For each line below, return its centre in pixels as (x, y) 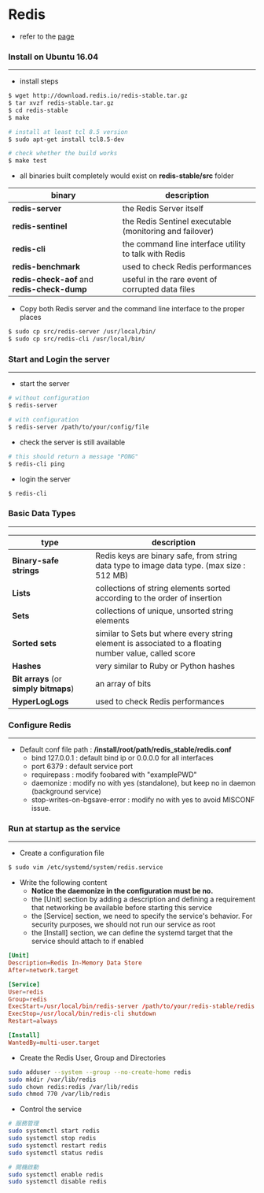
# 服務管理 (24, 1124)
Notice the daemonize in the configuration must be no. (122, 891)
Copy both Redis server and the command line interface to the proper (132, 309)
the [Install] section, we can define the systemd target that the (132, 933)
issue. (41, 808)
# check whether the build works (63, 154)
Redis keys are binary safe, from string (166, 556)
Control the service (51, 1109)
